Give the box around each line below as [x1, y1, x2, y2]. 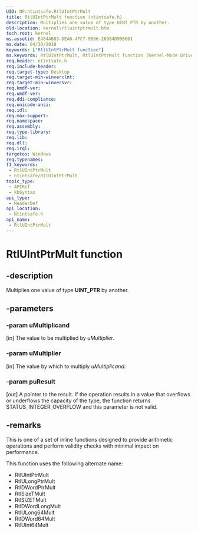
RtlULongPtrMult [14, 478, 55, 485]
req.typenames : [6, 157, 44, 163]
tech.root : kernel [6, 31, 51, 37]
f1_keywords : [6, 162, 38, 168]
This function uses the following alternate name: [6, 460, 124, 467]
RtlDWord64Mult [14, 515, 55, 522]
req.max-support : [6, 112, 49, 118]
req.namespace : [6, 118, 44, 124]
